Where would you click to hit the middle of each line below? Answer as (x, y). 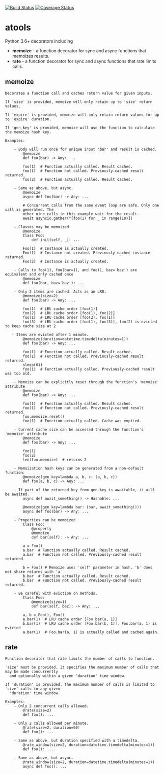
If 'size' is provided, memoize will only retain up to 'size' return (79, 102)
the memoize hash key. (28, 132)
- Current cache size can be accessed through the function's (79, 429)
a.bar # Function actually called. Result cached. (77, 550)
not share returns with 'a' (34, 572)
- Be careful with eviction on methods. (56, 593)
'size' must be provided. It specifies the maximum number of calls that (82, 667)
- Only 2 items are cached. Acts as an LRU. (60, 291)
